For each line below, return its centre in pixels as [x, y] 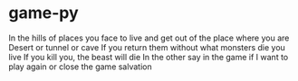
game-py [43, 13]
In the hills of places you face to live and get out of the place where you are [149, 38]
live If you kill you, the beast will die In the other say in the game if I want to [149, 57]
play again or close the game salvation [80, 67]
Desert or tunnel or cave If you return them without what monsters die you [147, 47]
